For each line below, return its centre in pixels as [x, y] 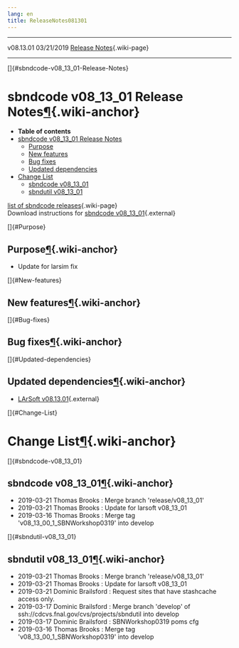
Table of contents [44, 132]
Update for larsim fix [48, 267]
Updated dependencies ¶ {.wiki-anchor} [97, 382]
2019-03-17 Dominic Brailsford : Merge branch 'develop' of [104, 607]
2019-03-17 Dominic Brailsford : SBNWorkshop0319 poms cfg [108, 622]
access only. [36, 599]
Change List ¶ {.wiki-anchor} [92, 441]
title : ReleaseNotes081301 [47, 21]
